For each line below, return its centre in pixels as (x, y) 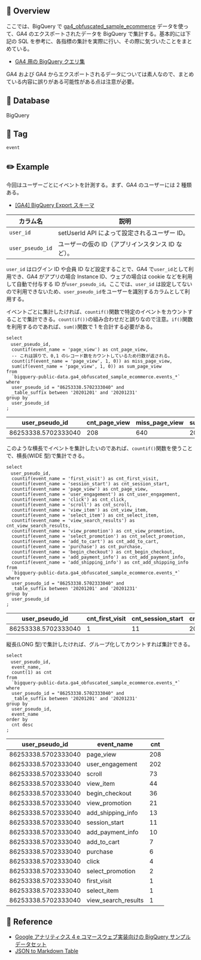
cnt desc (22, 725)
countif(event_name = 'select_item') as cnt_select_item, (86, 515)
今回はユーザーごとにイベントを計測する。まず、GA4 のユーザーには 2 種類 (99, 185)
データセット (31, 944)
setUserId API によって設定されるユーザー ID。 (124, 233)
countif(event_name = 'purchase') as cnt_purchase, (77, 547)
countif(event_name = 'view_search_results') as (73, 521)
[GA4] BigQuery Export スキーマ (54, 205)
